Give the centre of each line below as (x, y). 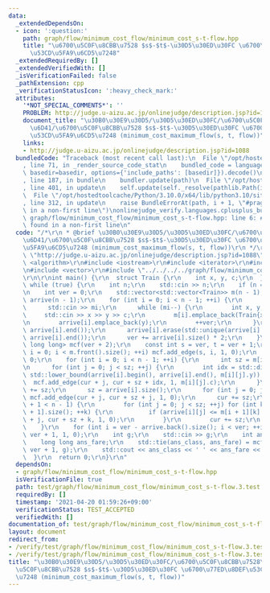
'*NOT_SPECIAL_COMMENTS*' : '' (74, 105)
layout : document (37, 532)
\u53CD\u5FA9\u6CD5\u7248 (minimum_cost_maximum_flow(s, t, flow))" (147, 135)
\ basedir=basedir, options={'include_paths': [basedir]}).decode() (140, 173)
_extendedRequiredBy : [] (57, 61)
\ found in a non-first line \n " (77, 225)
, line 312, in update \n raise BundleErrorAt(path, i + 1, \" (135, 203)
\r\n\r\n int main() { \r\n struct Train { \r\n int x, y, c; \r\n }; (145, 278)
